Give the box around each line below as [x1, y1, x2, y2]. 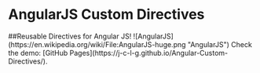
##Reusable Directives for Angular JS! [8, 31, 132, 41]
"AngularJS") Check [187, 39, 253, 49]
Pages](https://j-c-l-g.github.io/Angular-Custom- [69, 48, 229, 57]
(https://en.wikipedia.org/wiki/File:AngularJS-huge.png [8, 39, 186, 49]
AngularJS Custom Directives [8, 5, 205, 24]
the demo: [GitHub [8, 48, 68, 57]
